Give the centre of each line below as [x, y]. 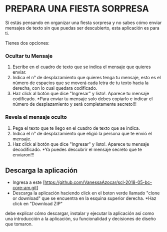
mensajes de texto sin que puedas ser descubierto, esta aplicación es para [82, 28]
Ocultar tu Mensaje [29, 56]
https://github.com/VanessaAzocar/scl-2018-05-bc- [98, 182]
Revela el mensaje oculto [36, 117]
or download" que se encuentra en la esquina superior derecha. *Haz [84, 198]
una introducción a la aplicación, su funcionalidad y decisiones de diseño [80, 219]
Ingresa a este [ [28, 182]
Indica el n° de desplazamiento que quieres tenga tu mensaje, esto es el [86, 78]
